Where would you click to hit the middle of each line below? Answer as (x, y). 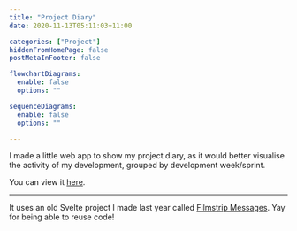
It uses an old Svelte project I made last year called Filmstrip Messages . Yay (147, 208)
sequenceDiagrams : (43, 106)
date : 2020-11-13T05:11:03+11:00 (71, 26)
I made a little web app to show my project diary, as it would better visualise (147, 156)
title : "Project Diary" (53, 17)
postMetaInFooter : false (55, 58)
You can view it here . (47, 182)
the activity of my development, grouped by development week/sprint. (137, 166)
